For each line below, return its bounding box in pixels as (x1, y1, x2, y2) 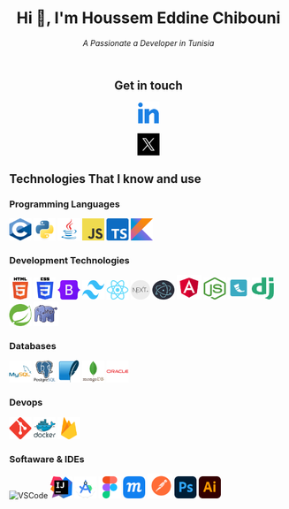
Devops (9, 397, 43, 409)
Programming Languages (9, 198, 121, 210)
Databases (9, 340, 57, 353)
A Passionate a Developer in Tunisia (82, 37, 215, 48)
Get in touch (114, 78, 183, 93)
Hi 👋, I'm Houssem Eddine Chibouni (16, 8, 281, 28)
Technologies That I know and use (9, 171, 202, 186)
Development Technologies (9, 254, 130, 266)
